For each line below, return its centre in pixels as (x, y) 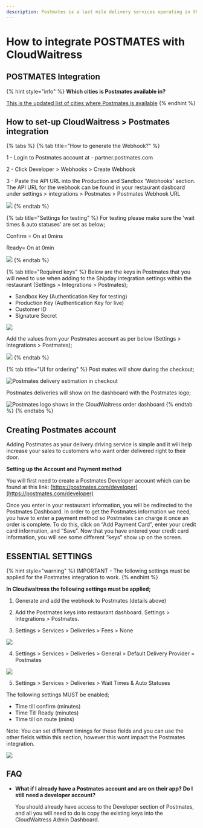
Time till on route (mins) (44, 719)
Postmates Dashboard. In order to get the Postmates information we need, (99, 512)
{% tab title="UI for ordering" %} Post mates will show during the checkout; (100, 370)
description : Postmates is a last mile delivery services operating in (98, 12)
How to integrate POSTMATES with (96, 41)
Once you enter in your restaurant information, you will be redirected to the (99, 505)
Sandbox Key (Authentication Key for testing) (71, 297)
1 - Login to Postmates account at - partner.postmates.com (79, 158)
